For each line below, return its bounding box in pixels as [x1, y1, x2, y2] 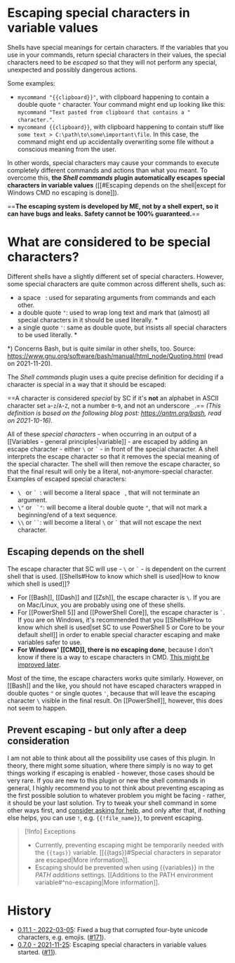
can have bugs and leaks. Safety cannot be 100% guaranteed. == [7, 209, 201, 218]
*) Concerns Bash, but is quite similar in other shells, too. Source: [7, 344, 196, 353]
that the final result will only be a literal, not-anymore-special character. [7, 467, 214, 476]
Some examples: [7, 79, 55, 87]
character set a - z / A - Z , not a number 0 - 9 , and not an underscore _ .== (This [7, 401, 221, 410]
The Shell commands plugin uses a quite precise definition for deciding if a [7, 372, 224, 381]
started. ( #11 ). [17, 948, 58, 957]
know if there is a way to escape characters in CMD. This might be [17, 653, 210, 661]
